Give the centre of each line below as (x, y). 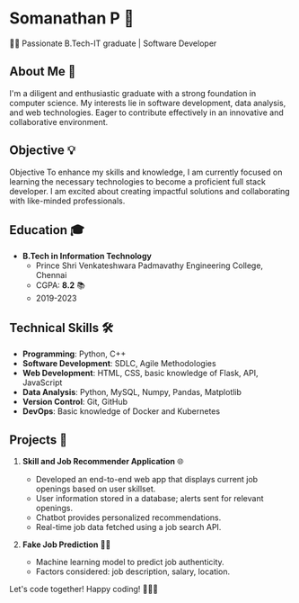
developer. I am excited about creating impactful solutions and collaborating (149, 191)
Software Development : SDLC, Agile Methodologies (119, 364)
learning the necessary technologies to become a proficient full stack (138, 181)
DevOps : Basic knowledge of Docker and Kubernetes (121, 411)
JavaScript (42, 382)
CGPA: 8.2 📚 (60, 285)
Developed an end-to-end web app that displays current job (147, 479)
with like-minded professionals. (67, 201)
